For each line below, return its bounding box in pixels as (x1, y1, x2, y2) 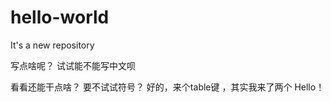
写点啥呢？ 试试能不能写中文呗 (10, 59, 136, 71)
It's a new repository (10, 39, 95, 51)
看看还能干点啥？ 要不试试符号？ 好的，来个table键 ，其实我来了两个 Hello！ (10, 81, 325, 93)
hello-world (10, 6, 110, 29)
